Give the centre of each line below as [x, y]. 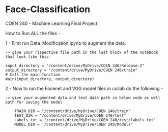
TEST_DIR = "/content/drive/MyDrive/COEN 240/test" [70, 115]
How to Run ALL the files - [33, 33]
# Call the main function [33, 75]
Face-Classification [48, 9]
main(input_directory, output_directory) [50, 79]
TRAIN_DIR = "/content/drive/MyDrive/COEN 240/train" [73, 111]
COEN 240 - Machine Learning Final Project [51, 23]
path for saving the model [34, 102]
